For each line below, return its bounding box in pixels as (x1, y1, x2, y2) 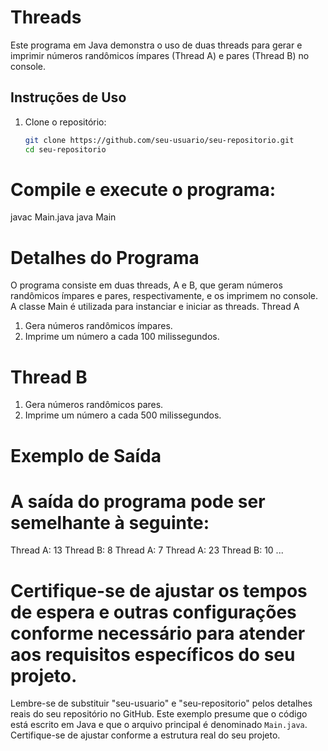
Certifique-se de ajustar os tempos (10, 579, 308, 602)
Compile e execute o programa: (10, 178, 277, 201)
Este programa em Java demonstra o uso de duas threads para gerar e (10, 39, 303, 51)
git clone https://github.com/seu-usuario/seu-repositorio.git (24, 135, 295, 145)
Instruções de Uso (10, 89, 127, 106)
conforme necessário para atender (10, 622, 306, 645)
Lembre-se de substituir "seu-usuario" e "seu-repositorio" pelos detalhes (10, 697, 313, 710)
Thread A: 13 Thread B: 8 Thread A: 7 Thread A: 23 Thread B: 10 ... (10, 544, 284, 556)
